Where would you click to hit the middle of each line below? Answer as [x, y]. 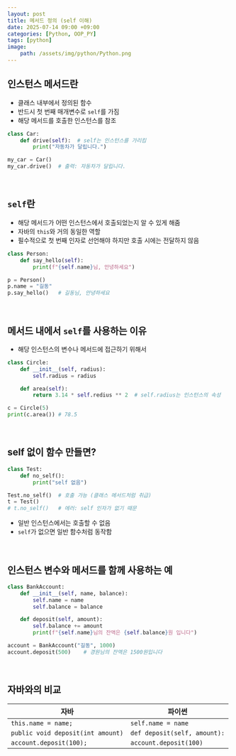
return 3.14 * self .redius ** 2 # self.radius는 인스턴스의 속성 [127, 395]
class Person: [28, 254]
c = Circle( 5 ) [28, 408]
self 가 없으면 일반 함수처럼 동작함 [64, 532]
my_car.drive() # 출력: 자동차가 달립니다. [67, 167]
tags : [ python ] [30, 40]
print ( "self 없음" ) [60, 482]
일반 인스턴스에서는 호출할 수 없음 [64, 523]
